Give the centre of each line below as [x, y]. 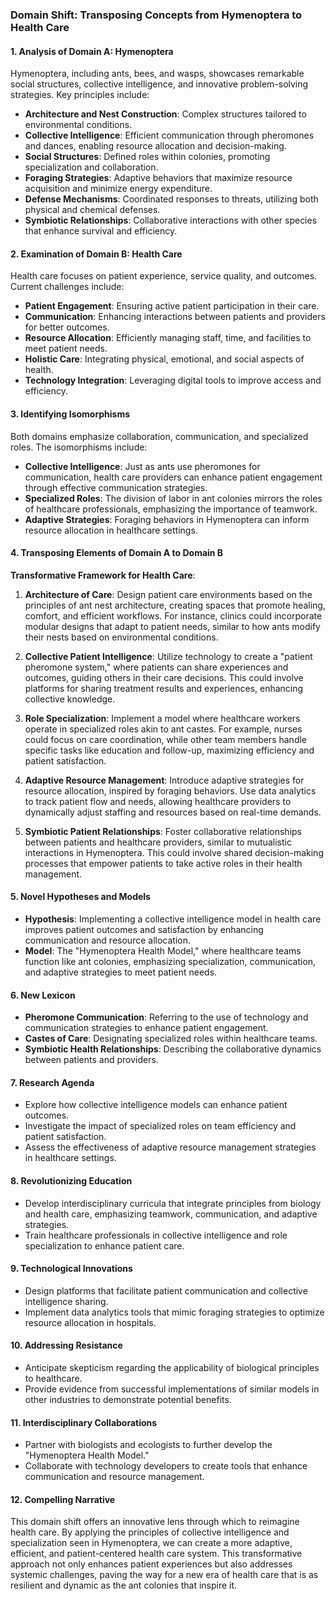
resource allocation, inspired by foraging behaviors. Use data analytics [170, 790]
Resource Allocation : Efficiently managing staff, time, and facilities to [168, 338]
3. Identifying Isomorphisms [70, 414]
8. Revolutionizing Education [71, 1180]
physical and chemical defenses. [92, 210]
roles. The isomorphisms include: [79, 447]
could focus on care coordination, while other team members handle [166, 739]
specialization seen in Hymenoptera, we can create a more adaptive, [151, 1543]
